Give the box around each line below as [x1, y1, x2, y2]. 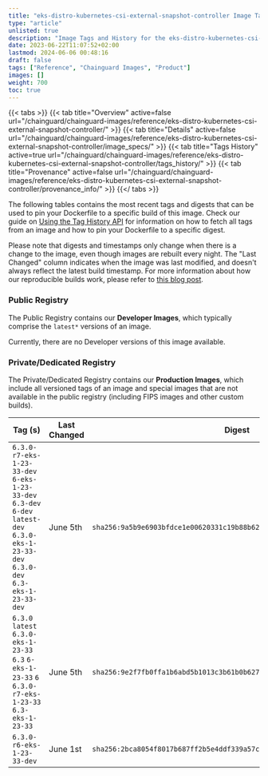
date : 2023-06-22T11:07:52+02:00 [8, 42, 120, 50]
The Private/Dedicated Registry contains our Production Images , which [8, 375, 244, 384]
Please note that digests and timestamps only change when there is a [8, 241, 237, 250]
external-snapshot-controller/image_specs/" [8, 141, 154, 152]
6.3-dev [12, 499, 41, 507]
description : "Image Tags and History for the [8, 34, 166, 42]
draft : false [8, 57, 52, 65]
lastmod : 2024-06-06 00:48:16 [8, 49, 109, 57]
